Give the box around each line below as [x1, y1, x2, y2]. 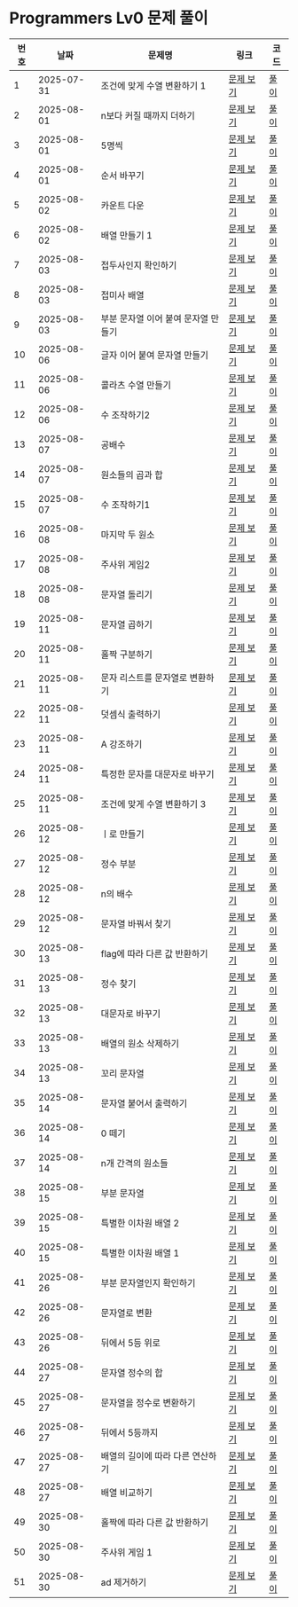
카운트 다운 [100, 199, 145, 211]
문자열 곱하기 [100, 618, 153, 631]
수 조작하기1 [100, 498, 151, 511]
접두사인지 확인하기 [100, 259, 177, 271]
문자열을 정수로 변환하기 [100, 1396, 196, 1408]
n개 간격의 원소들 [100, 1156, 169, 1169]
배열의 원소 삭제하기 [100, 1037, 180, 1049]
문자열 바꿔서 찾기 [100, 917, 171, 929]
